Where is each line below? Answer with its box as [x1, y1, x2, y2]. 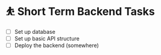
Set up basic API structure [14, 35, 80, 42]
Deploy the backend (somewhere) [14, 42, 99, 49]
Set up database [14, 28, 55, 35]
